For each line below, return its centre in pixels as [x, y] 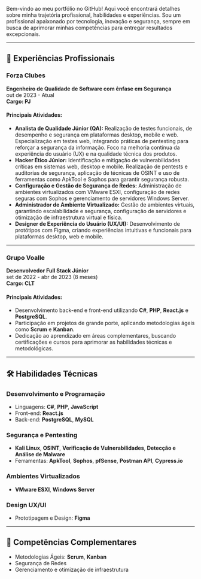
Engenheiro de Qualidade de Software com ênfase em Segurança [89, 89]
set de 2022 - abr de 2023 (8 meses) [52, 277]
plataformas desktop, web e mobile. [59, 237]
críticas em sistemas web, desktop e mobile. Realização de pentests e [101, 166]
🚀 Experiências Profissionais [60, 58]
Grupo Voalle [25, 257]
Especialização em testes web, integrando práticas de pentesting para [101, 141]
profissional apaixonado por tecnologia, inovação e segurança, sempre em [98, 21]
